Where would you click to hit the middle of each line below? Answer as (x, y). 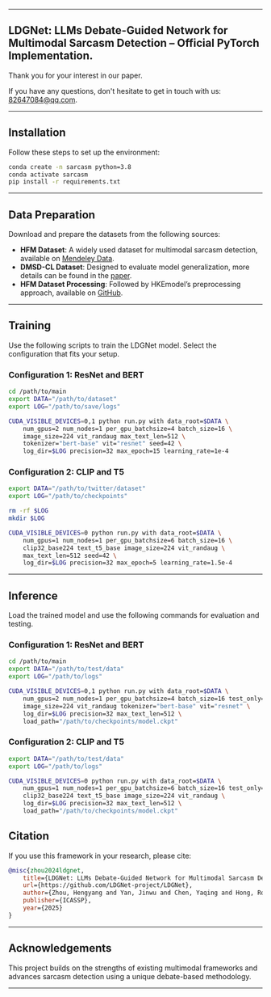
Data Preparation (52, 215)
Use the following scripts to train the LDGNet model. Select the (113, 345)
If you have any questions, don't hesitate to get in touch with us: (115, 91)
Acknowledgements (60, 948)
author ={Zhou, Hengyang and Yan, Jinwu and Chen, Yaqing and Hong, (138, 893)
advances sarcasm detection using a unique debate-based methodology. (130, 976)
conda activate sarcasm (48, 175)
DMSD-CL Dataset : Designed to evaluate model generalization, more (135, 267)
